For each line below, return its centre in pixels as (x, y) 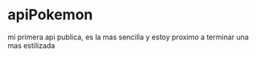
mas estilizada (31, 45)
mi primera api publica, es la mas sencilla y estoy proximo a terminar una (128, 37)
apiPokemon (50, 15)
